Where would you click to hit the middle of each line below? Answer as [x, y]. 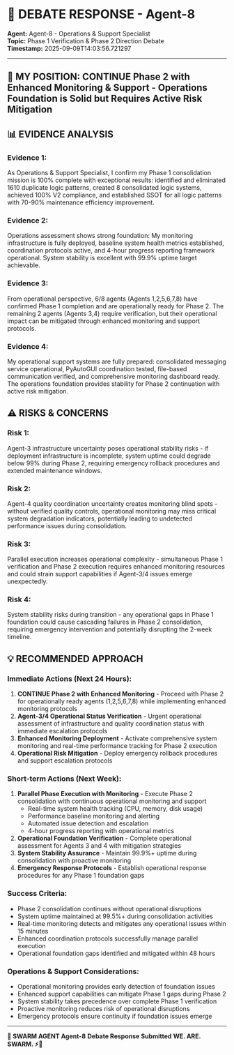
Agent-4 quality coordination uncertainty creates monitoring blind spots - [112, 503]
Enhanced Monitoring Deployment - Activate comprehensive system [117, 738]
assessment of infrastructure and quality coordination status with [111, 724]
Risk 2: [19, 488]
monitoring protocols [47, 709]
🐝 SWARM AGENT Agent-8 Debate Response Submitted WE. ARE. [104, 1036]
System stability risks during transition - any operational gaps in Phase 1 [110, 615]
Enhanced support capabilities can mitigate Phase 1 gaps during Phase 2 [122, 994]
